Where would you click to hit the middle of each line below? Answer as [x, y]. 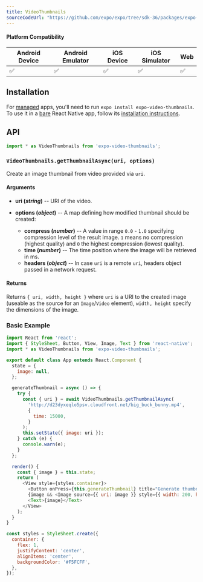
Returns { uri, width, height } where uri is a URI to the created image [96, 296]
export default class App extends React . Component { [74, 360]
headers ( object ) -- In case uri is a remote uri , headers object [103, 263]
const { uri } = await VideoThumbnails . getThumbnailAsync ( [98, 400]
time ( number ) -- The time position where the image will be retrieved [110, 250]
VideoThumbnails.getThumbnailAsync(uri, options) [81, 161]
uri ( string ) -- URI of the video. [53, 201]
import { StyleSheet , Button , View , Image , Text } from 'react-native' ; [100, 344]
